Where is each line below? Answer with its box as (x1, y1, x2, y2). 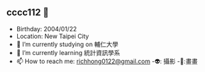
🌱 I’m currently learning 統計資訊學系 (16, 48, 121, 56)
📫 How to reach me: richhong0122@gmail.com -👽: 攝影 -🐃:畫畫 (16, 57, 198, 65)
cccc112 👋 (6, 7, 49, 18)
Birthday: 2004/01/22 (16, 24, 77, 33)
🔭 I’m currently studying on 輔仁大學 (16, 40, 119, 48)
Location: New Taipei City (16, 32, 90, 40)
